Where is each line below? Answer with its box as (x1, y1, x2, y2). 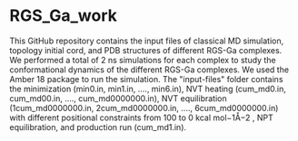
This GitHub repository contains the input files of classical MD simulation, (9, 35, 284, 46)
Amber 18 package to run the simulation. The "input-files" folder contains (9, 73, 283, 84)
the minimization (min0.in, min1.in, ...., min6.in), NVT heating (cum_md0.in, (9, 83, 286, 94)
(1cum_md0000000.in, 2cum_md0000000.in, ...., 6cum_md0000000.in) (9, 102, 279, 113)
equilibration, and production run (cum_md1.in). (9, 121, 187, 132)
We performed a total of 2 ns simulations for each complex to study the (9, 54, 276, 65)
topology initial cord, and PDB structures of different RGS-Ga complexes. (9, 44, 283, 55)
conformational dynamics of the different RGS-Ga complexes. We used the (9, 64, 289, 75)
